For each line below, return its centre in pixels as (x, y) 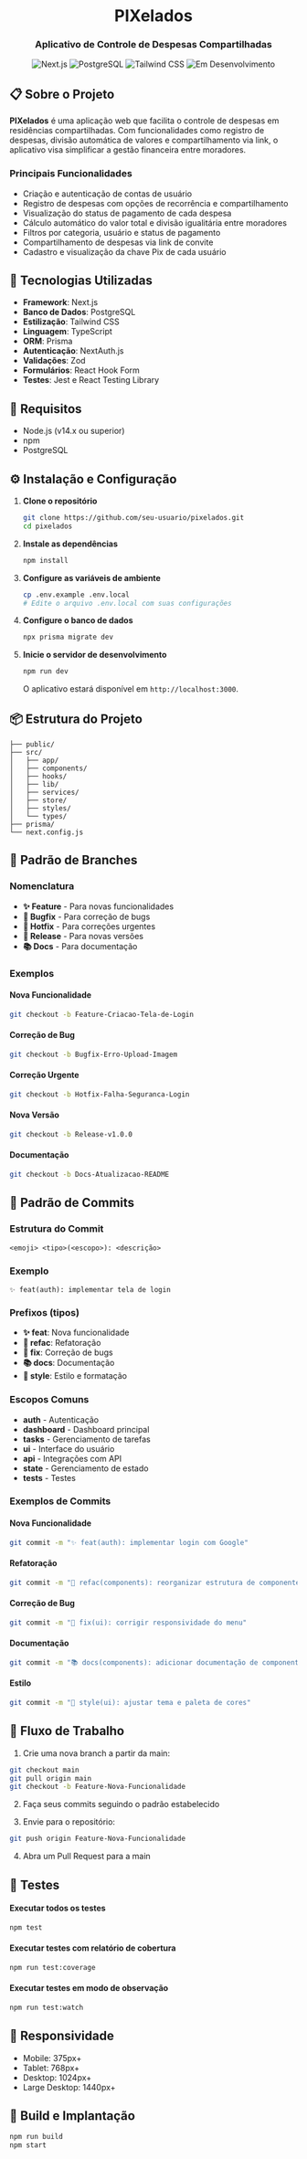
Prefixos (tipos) (45, 1312)
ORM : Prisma (48, 341)
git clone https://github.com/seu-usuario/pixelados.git (133, 518)
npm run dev (45, 672)
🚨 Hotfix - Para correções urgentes (89, 926)
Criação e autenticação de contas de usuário (107, 194)
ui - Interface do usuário (69, 1448)
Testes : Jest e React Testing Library (91, 380)
